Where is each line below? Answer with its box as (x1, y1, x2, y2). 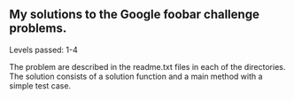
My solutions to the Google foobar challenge (9, 7, 259, 22)
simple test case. (9, 80, 72, 91)
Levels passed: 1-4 (9, 44, 78, 55)
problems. (9, 21, 67, 36)
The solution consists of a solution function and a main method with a (9, 71, 263, 81)
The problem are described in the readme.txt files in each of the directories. (9, 61, 286, 72)
